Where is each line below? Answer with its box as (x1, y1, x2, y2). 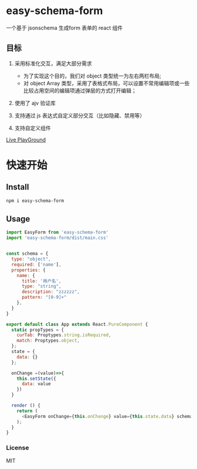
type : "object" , (11, 257, 51, 262)
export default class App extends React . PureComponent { (6, 321, 148, 327)
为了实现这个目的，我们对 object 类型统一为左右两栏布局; (23, 72, 161, 79)
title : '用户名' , (21, 278, 62, 284)
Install (6, 182, 29, 192)
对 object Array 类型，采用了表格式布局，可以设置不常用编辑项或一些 (23, 79, 190, 86)
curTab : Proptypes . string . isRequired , (16, 332, 111, 338)
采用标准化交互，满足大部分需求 (14, 60, 92, 67)
